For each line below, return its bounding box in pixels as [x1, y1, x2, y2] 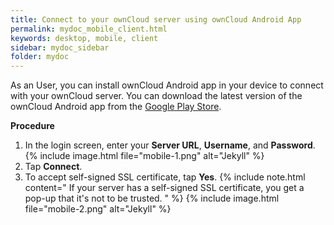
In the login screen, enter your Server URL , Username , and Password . [24, 139, 316, 151]
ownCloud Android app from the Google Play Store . [10, 101, 222, 113]
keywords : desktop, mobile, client [10, 33, 159, 43]
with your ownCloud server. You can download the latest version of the [10, 90, 303, 102]
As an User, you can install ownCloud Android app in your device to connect [10, 79, 324, 91]
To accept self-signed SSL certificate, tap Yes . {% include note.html [24, 171, 306, 183]
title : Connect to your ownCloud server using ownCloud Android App [10, 14, 302, 25]
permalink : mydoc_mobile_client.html [10, 24, 168, 34]
